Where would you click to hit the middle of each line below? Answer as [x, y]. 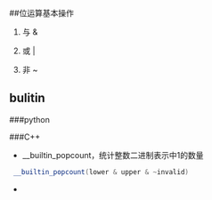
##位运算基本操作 [41, 13]
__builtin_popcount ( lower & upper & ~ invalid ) [101, 172]
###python [30, 119]
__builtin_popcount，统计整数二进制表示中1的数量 [113, 155]
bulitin [28, 98]
